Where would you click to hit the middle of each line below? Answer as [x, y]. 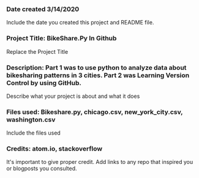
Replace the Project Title [37, 51]
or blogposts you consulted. [42, 169]
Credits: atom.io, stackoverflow [54, 149]
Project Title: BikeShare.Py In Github [62, 39]
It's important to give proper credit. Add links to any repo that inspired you [100, 162]
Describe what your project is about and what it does [73, 96]
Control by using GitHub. [44, 83]
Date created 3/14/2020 [43, 9]
